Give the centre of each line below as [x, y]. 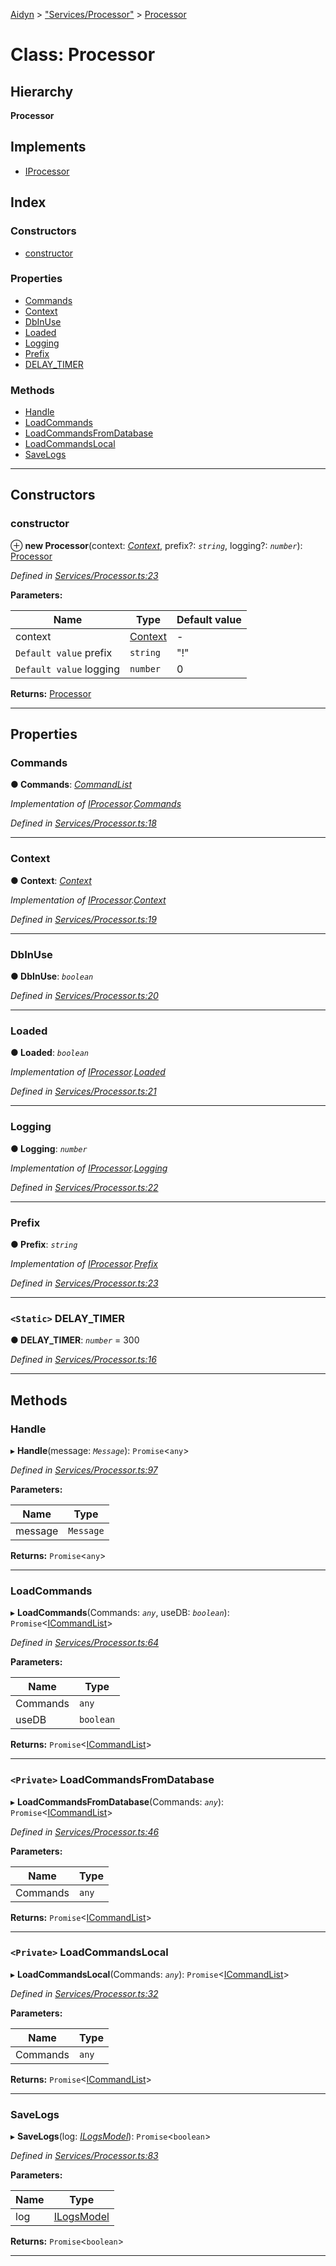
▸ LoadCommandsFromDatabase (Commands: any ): [117, 1801]
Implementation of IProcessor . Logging [89, 1168]
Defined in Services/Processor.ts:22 [84, 1187]
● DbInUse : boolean [52, 976]
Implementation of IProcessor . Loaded [88, 1072]
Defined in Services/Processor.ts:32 [84, 1993]
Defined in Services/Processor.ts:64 [85, 1643]
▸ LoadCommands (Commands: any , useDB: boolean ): [120, 1613]
